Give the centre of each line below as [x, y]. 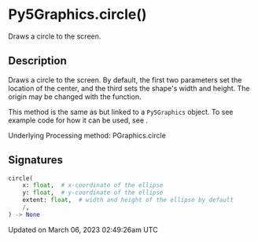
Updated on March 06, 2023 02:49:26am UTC [83, 229]
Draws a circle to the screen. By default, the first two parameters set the [125, 79]
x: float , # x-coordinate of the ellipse [93, 185]
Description [37, 61]
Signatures [36, 160]
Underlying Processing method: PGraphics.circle [87, 135]
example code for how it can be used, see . [78, 120]
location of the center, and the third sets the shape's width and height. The [129, 88]
